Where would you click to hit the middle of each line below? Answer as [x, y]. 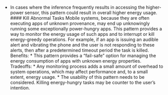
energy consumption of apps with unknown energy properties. [76, 61]
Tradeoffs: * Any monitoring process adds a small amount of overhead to [87, 66]
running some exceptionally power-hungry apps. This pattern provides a [86, 29]
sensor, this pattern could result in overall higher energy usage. [91, 13]
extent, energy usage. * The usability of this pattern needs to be [77, 77]
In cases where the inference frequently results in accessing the [77, 7]
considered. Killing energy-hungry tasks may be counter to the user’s [83, 82]
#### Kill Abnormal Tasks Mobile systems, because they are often [80, 18]
